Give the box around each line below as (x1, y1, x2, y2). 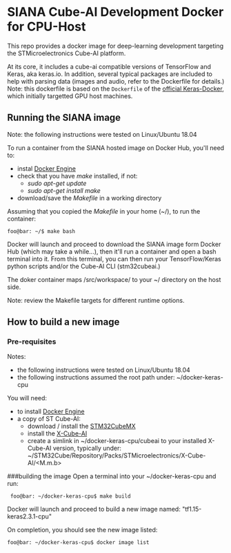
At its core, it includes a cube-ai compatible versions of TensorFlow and (7, 62, 212, 71)
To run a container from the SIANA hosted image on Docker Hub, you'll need (7, 143, 225, 152)
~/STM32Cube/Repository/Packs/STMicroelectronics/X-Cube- (27, 451, 206, 460)
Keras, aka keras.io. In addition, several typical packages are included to (7, 70, 212, 78)
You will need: (7, 394, 47, 402)
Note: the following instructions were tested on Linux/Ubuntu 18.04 (7, 130, 198, 138)
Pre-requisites (7, 337, 57, 346)
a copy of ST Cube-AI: (17, 415, 81, 423)
